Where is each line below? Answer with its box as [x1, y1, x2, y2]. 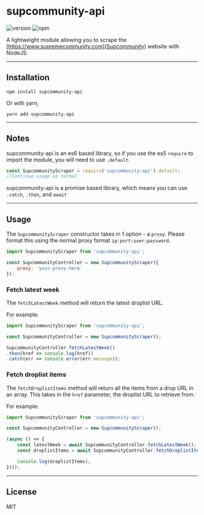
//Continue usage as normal [6, 173, 78, 180]
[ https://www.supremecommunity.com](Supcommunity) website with [6, 43, 180, 50]
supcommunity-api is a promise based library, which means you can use [6, 184, 188, 192]
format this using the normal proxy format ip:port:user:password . [6, 237, 171, 244]
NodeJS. [6, 49, 29, 56]
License [6, 487, 37, 497]
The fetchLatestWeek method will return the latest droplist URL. [6, 299, 164, 306]
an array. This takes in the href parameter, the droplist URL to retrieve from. [6, 391, 195, 398]
